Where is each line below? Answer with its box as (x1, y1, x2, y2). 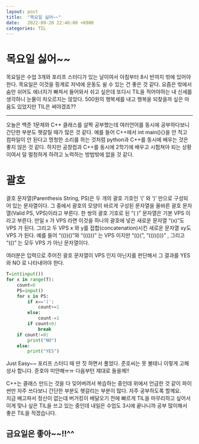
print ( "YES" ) (27, 348, 60, 354)
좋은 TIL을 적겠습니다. (6, 410, 57, 417)
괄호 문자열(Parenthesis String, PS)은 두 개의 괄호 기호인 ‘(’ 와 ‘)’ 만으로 (6, 195, 173, 202)
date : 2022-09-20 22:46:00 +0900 (6, 20, 94, 26)
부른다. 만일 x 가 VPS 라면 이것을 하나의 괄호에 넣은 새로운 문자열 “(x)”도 (17, 217, 185, 224)
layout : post (6, 8, 38, 15)
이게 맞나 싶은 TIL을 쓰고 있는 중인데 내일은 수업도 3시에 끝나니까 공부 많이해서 (6, 402, 188, 410)
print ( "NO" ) (27, 337, 57, 343)
